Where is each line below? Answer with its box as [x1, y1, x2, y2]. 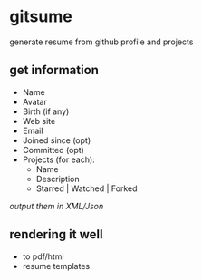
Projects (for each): [22, 154, 95, 165]
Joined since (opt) [22, 134, 91, 146]
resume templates [22, 260, 91, 271]
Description [35, 173, 80, 184]
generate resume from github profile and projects [9, 36, 194, 47]
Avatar [22, 96, 47, 107]
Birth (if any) [22, 106, 70, 117]
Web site [22, 115, 56, 126]
